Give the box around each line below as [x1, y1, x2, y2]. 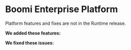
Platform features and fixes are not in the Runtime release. [5, 20, 126, 26]
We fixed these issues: [5, 39, 54, 46]
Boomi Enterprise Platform [5, 4, 118, 15]
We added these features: [5, 30, 61, 36]
